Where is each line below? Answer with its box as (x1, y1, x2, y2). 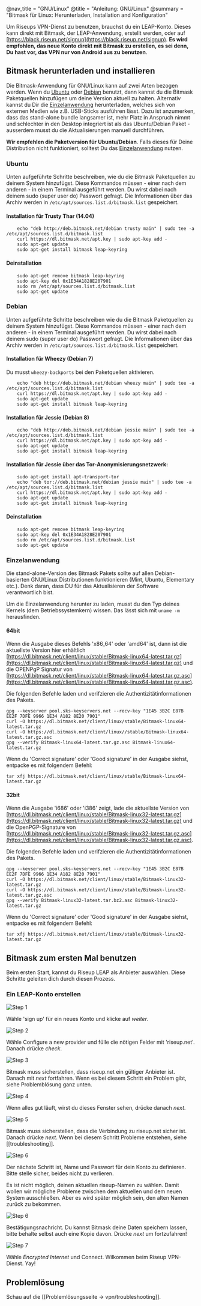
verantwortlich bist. (6, 588, 54, 596)
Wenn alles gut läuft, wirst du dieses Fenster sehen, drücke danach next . (6, 1104, 186, 1112)
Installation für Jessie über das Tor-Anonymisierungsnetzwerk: (6, 460, 169, 468)
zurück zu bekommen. (6, 1200, 62, 1208)
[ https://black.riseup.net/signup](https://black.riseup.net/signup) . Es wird (6, 36, 188, 43)
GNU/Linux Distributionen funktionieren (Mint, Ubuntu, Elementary (31, 576, 194, 583)
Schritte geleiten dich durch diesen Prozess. (6, 975, 116, 983)
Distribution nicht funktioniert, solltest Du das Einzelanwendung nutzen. (6, 144, 183, 152)
